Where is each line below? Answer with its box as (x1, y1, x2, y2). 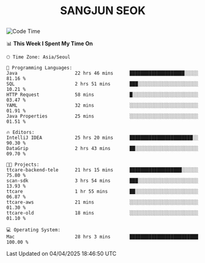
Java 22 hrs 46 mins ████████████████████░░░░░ (6, 70, 199, 77)
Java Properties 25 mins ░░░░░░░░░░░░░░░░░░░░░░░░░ (6, 113, 199, 120)
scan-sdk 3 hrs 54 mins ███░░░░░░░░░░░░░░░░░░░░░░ (6, 178, 199, 184)
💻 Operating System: (6, 227, 61, 234)
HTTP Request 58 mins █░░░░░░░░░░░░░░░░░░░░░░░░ (6, 92, 199, 98)
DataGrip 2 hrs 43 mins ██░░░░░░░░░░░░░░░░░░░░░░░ (6, 146, 199, 152)
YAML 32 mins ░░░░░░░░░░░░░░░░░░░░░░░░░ (6, 103, 199, 109)
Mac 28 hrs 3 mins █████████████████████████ (6, 234, 199, 240)
